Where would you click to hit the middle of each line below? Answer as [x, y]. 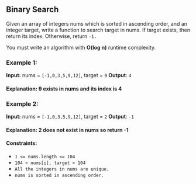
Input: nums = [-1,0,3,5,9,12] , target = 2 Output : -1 [70, 117]
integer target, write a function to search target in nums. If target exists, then [98, 30]
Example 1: [22, 63]
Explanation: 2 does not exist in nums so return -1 [67, 130]
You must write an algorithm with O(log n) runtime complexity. [81, 47]
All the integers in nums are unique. [62, 169]
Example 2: [22, 103]
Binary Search [32, 10]
